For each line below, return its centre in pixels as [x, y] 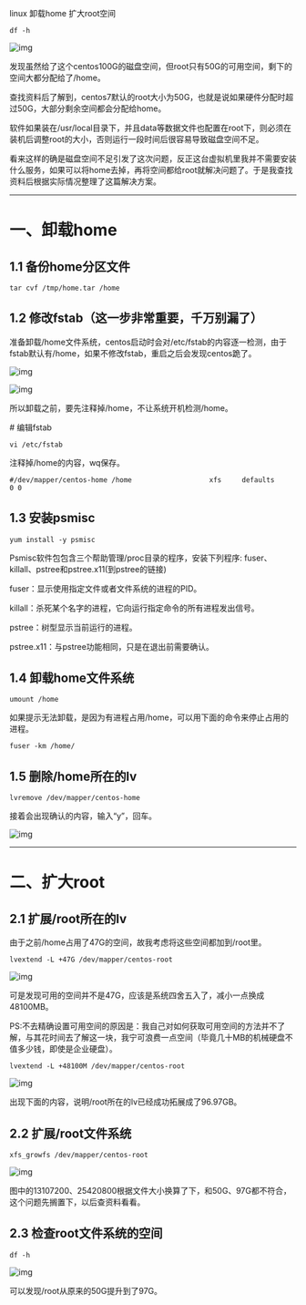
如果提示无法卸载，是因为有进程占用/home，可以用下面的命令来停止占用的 [149, 717]
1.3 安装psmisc [52, 518]
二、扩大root [57, 883]
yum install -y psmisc [52, 539]
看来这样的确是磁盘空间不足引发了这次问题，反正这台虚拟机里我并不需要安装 [153, 159]
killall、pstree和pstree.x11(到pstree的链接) [88, 569]
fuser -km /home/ [42, 746]
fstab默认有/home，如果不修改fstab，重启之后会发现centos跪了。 [133, 353]
